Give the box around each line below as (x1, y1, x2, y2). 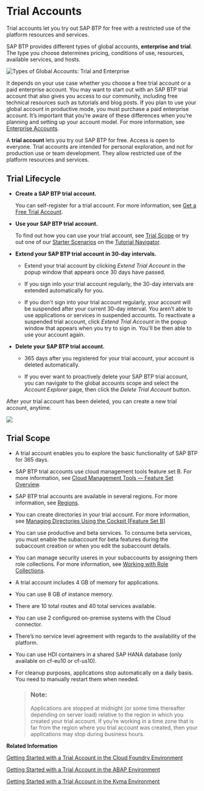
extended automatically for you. (24, 287, 104, 294)
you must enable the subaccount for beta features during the (15, 535, 169, 543)
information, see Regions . (15, 499, 80, 506)
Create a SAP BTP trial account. (15, 190, 97, 197)
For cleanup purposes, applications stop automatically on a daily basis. (15, 669, 194, 676)
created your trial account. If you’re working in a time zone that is (30, 717, 194, 725)
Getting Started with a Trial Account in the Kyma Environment (6, 778, 160, 785)
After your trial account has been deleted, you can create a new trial (6, 398, 177, 405)
